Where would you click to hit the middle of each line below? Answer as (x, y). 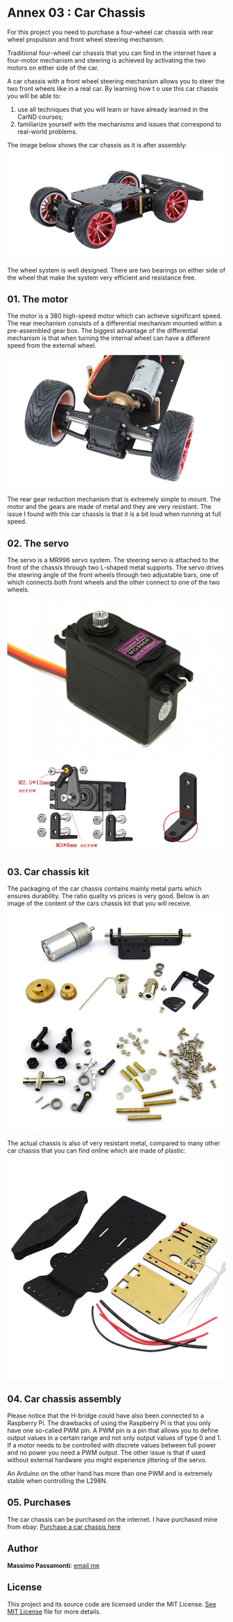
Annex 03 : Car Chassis (76, 13)
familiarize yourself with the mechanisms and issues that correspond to (119, 124)
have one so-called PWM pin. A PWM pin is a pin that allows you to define (113, 1431)
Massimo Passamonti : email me (53, 1565)
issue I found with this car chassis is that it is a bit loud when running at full (114, 514)
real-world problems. (47, 131)
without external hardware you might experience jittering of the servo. (107, 1460)
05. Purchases (39, 1503)
